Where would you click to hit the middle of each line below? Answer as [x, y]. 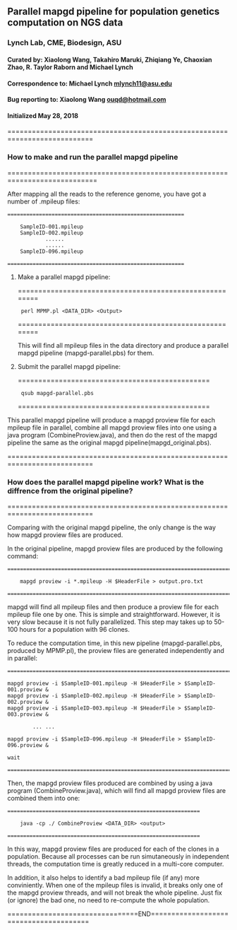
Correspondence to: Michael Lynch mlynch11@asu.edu [90, 83]
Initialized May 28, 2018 [43, 115]
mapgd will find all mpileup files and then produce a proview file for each [113, 606]
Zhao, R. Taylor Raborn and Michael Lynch [71, 67]
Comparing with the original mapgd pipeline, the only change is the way [112, 527]
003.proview [25, 714]
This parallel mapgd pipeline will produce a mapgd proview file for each [111, 420]
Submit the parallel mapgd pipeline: [69, 366]
